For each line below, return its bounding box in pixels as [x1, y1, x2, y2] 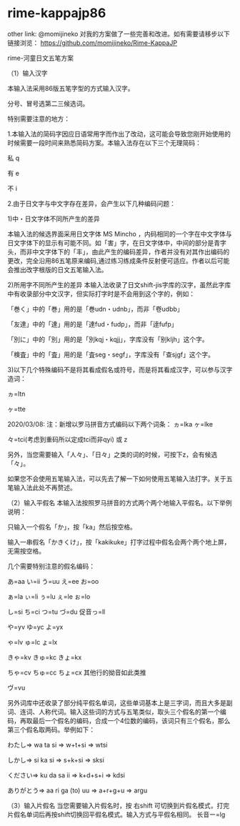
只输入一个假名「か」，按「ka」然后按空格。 [7, 522, 137, 531]
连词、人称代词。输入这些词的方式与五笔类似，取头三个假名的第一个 [19, 707, 220, 716]
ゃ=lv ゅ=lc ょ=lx [7, 637, 58, 646]
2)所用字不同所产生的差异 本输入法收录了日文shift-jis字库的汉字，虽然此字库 [7, 280, 231, 289]
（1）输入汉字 [7, 69, 48, 77]
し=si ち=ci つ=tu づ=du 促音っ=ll [7, 607, 106, 616]
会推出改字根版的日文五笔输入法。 [7, 265, 108, 274]
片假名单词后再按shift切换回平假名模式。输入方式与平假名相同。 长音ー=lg [7, 810, 226, 819]
